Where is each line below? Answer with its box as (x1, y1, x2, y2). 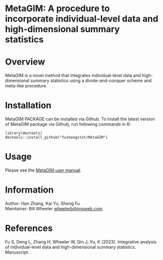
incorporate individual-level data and (5, 13, 159, 24)
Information (5, 184, 54, 196)
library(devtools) (5, 131, 42, 136)
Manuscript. (5, 249, 29, 255)
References (5, 223, 53, 234)
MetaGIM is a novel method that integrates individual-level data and (5, 73, 141, 79)
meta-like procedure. (5, 83, 47, 89)
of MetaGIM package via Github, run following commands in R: (5, 121, 131, 127)
